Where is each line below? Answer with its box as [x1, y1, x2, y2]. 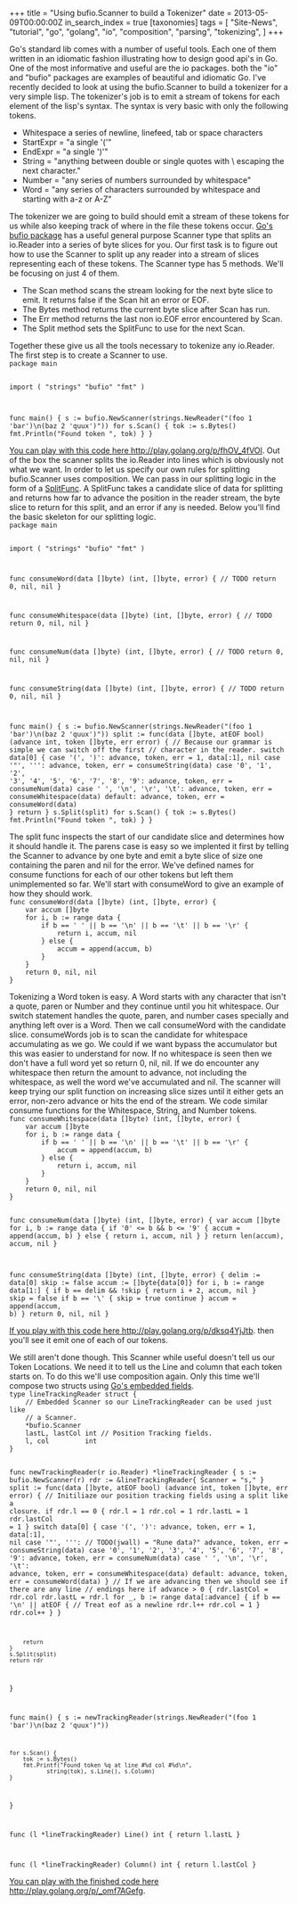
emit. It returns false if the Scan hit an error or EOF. [21, 294, 210, 305]
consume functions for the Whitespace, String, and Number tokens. [9, 1105, 257, 1116]
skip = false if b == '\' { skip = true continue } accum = [9, 1294, 238, 1303]
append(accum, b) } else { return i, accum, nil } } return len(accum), [9, 1232, 285, 1241]
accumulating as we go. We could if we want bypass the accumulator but [9, 1039, 278, 1050]
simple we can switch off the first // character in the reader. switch [9, 746, 285, 755]
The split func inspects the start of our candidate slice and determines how [9, 831, 285, 842]
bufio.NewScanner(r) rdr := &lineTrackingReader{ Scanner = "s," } [9, 1476, 265, 1485]
